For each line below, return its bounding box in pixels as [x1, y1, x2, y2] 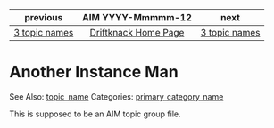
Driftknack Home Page [89, 27, 185, 38]
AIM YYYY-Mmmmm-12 [81, 12, 192, 23]
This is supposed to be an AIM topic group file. [9, 108, 181, 119]
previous [24, 12, 63, 23]
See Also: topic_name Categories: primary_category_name [9, 91, 224, 101]
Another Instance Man [9, 62, 179, 83]
